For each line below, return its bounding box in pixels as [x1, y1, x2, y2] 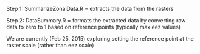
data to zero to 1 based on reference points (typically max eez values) [6, 24, 181, 30]
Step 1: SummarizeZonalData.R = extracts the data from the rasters [6, 5, 174, 12]
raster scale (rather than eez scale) [6, 42, 94, 49]
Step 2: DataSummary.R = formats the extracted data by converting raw [6, 17, 186, 24]
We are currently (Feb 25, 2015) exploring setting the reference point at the [6, 35, 195, 42]
